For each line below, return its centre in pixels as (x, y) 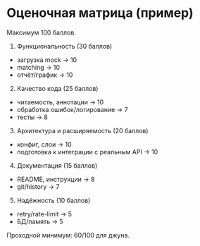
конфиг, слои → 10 (44, 144)
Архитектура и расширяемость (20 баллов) (82, 130)
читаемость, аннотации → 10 (60, 102)
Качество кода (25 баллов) (57, 88)
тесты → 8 (32, 117)
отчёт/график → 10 (45, 75)
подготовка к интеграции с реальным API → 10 (87, 152)
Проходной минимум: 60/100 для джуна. (68, 235)
